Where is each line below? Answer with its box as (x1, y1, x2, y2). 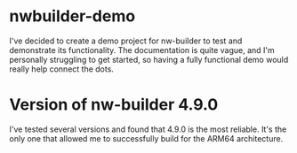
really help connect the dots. (9, 64, 114, 74)
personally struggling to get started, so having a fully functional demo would (9, 54, 289, 65)
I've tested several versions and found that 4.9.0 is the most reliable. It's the (9, 124, 287, 134)
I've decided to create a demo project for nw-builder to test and (9, 35, 243, 46)
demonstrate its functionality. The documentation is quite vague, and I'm (9, 44, 276, 55)
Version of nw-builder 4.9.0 (9, 95, 219, 115)
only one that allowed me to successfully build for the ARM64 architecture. (9, 133, 284, 143)
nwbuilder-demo (9, 6, 136, 27)
